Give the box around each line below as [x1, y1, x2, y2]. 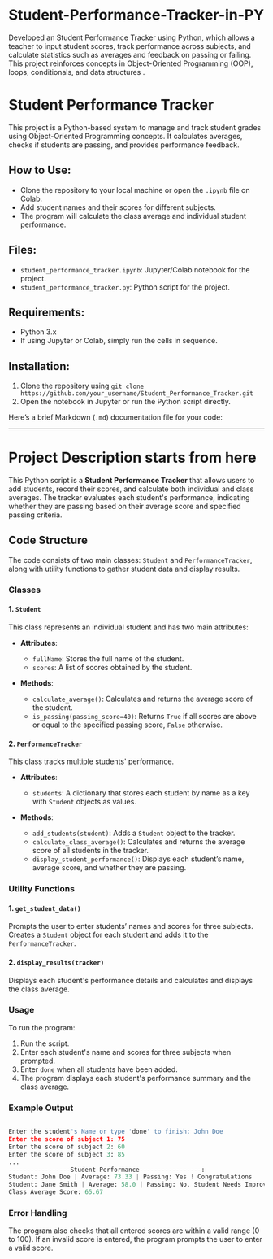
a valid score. [8, 1243, 54, 1253]
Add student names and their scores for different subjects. [19, 202, 217, 212]
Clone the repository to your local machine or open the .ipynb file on [19, 185, 250, 194]
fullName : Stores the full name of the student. [32, 654, 184, 664]
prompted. [19, 1056, 55, 1065]
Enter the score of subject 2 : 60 [8, 1143, 126, 1151]
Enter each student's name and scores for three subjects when [19, 1047, 232, 1056]
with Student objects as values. [32, 797, 136, 807]
